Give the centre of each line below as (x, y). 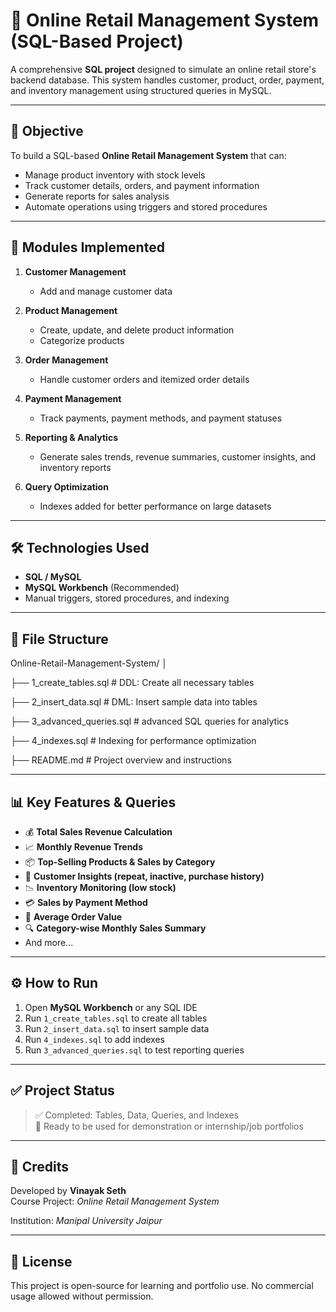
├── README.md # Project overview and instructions (121, 760)
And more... (49, 942)
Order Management (66, 360)
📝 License (41, 1261)
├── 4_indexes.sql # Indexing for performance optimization (133, 741)
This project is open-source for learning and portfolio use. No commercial (162, 1286)
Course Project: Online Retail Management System (115, 1201)
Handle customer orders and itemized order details (144, 379)
